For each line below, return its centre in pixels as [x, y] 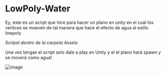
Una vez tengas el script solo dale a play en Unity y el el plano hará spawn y [83, 52]
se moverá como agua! [29, 57]
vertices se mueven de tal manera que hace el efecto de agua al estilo [77, 27]
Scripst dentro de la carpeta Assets [41, 42]
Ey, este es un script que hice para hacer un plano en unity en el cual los [80, 22]
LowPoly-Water [38, 9]
